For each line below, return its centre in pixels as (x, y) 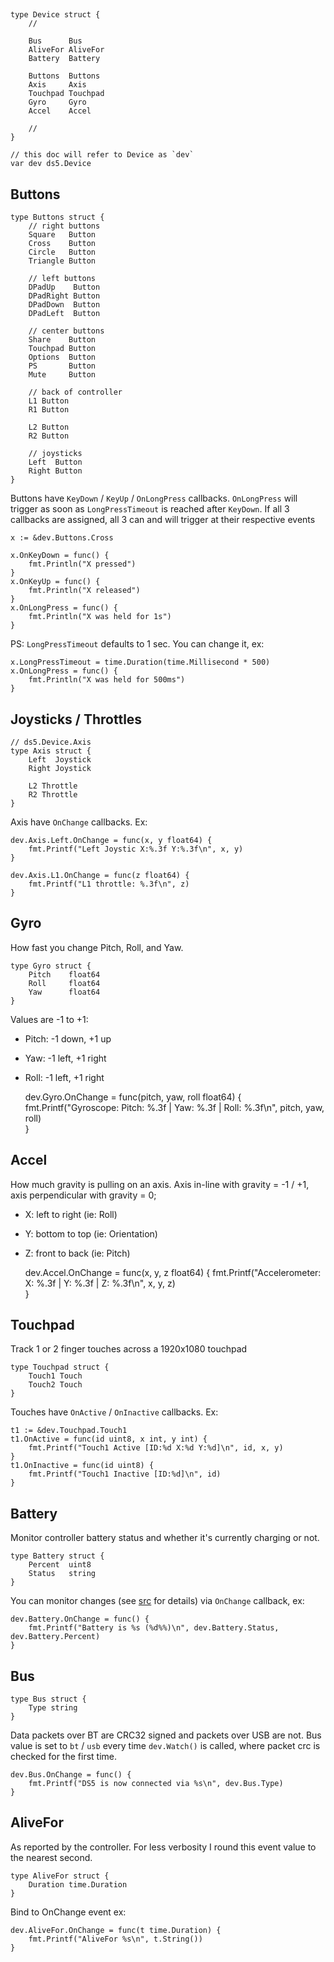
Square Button (62, 235)
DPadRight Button (64, 296)
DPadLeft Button (64, 314)
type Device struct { (55, 15)
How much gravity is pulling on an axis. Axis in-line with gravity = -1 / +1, (160, 1184)
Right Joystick (60, 769)
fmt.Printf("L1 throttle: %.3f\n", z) (109, 884)
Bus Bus (55, 41)
